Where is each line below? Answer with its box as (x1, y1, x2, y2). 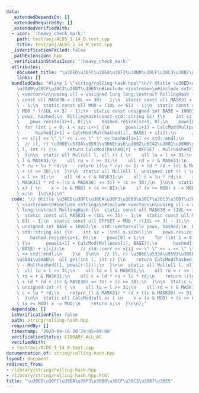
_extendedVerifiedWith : (11, 25, 70, 31)
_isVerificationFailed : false (11, 47, 86, 53)
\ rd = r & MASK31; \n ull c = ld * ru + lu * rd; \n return (17, 273, 182, 279)
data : (6, 8, 20, 15)
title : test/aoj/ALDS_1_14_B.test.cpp (17, 42, 113, 48)
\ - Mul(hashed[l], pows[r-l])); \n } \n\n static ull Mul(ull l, (17, 262, 184, 269)
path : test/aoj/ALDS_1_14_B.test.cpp (17, 36, 110, 42)
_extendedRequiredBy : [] (11, 20, 73, 25)
